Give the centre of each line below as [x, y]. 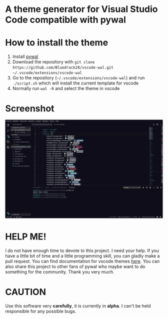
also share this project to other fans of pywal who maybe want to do [75, 266]
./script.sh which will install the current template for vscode [75, 83]
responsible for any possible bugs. [41, 311]
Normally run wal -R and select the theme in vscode [66, 88]
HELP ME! [26, 237]
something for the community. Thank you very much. [60, 272]
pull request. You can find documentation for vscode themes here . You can [82, 261]
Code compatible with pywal [65, 20]
